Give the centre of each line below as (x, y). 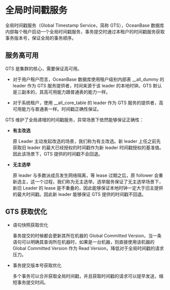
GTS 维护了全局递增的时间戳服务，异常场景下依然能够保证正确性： (75, 120)
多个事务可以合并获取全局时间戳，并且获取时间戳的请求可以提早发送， (86, 276)
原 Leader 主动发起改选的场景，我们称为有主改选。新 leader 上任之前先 (87, 141)
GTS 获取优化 (26, 212)
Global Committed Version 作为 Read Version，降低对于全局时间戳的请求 (88, 248)
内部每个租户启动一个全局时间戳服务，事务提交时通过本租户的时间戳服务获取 (85, 31)
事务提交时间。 (33, 282)
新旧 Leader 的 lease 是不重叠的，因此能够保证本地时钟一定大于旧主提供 (88, 188)
